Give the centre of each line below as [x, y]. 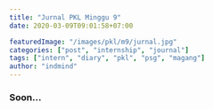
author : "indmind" [43, 67]
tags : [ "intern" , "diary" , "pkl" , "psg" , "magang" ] [107, 59]
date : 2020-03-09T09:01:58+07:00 [71, 26]
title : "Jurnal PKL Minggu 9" [66, 17]
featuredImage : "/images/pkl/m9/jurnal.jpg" [93, 42]
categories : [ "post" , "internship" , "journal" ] [99, 50]
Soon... [25, 97]
